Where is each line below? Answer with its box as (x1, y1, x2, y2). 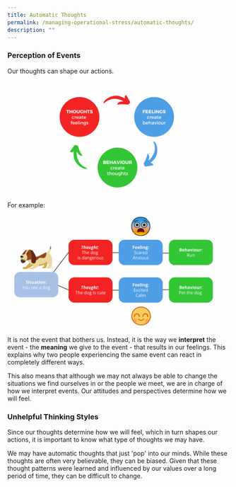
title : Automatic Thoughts (7, 11, 87, 18)
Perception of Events (7, 50, 81, 60)
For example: (7, 201, 46, 210)
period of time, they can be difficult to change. (7, 471, 143, 480)
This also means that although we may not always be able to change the (7, 372, 218, 380)
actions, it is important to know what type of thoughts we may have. (7, 435, 205, 444)
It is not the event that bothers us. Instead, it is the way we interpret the (7, 335, 216, 343)
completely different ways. (7, 357, 85, 366)
